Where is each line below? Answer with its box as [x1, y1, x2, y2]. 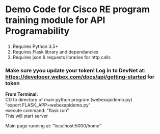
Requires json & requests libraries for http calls [12, 55, 111, 61]
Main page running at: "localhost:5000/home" [5, 123, 102, 129]
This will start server [5, 113, 48, 119]
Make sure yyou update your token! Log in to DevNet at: [5, 67, 146, 74]
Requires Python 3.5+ [12, 43, 59, 49]
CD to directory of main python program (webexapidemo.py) [5, 97, 132, 103]
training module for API [5, 14, 105, 26]
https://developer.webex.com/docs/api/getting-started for [5, 73, 155, 81]
